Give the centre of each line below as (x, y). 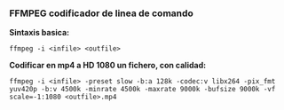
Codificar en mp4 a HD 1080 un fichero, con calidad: (108, 66)
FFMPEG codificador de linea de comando (101, 13)
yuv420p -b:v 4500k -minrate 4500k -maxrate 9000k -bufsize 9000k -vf (142, 90)
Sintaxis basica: (39, 33)
